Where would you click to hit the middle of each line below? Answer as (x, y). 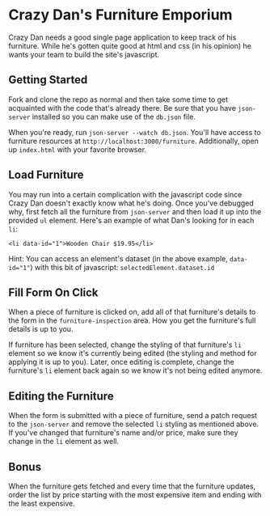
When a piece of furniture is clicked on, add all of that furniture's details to (132, 312)
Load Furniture (46, 175)
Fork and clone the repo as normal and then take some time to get (118, 99)
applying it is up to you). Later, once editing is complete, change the (121, 362)
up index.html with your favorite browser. (78, 149)
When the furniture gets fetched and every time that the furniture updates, (132, 486)
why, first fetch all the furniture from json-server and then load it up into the (135, 211)
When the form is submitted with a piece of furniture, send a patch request (133, 416)
